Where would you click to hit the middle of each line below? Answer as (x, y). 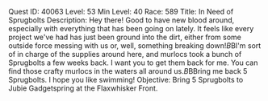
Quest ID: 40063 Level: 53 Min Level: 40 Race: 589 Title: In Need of (121, 12)
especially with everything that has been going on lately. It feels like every (131, 28)
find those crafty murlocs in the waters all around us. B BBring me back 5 (128, 71)
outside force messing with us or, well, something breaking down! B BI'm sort (135, 46)
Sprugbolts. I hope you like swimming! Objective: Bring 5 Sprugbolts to (126, 80)
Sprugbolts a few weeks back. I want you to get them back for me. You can (133, 63)
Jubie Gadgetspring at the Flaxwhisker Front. (83, 88)
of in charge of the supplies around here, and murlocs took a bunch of (125, 54)
